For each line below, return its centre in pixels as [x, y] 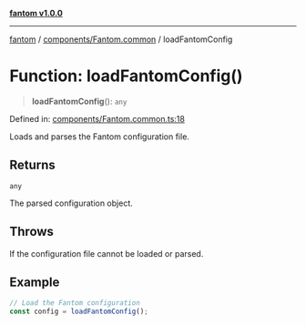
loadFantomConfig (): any [79, 101]
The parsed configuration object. [71, 203]
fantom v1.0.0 [36, 13]
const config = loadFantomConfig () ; [79, 312]
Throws [32, 232]
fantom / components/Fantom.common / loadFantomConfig [121, 39]
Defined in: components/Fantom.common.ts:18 [97, 118]
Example [35, 282]
